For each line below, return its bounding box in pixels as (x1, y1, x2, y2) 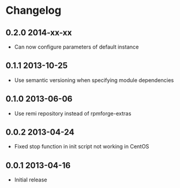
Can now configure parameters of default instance (14, 43, 139, 50)
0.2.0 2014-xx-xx (5, 28, 72, 38)
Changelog (5, 4, 62, 17)
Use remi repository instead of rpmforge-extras (14, 110, 132, 117)
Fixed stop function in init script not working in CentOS (14, 143, 150, 150)
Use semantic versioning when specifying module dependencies (14, 76, 174, 84)
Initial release (14, 176, 47, 183)
